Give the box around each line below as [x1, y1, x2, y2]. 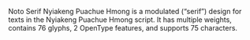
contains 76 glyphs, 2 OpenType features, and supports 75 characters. [8, 24, 238, 32]
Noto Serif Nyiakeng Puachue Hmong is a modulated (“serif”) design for [8, 7, 242, 16]
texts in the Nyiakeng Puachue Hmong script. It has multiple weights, [8, 15, 233, 24]
